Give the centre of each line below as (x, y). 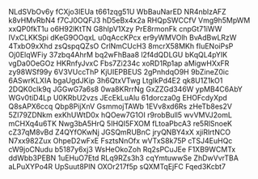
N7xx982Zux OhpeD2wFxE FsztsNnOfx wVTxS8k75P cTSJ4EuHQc (121, 141)
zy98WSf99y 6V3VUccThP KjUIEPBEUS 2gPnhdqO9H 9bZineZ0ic (118, 72)
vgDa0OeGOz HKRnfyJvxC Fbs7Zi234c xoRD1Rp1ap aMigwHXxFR (119, 63)
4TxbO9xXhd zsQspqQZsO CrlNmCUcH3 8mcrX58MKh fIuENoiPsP (121, 46)
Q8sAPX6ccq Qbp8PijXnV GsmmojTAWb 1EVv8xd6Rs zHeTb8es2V (121, 106)
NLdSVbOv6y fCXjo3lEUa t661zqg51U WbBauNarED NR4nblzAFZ (117, 12)
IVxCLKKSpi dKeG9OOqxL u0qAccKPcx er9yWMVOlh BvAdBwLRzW (123, 37)
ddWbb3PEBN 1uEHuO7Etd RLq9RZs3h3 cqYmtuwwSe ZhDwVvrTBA (123, 158)
